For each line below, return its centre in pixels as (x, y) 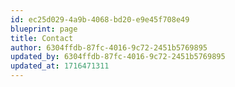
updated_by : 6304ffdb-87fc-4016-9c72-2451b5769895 (118, 57)
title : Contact (42, 38)
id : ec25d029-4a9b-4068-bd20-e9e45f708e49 (100, 19)
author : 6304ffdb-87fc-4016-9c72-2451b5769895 (109, 47)
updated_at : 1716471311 (60, 66)
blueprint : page (44, 29)
